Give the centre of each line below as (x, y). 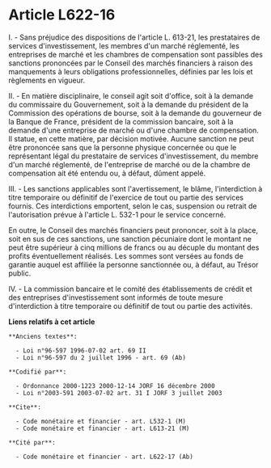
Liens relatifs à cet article (52, 322)
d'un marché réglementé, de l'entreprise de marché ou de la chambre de (129, 164)
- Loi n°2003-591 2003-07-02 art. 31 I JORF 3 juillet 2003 (119, 393)
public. (20, 273)
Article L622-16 (62, 15)
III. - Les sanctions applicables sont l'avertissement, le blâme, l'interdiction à (135, 188)
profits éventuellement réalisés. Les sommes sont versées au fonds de (126, 255)
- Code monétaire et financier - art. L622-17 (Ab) (105, 457)
